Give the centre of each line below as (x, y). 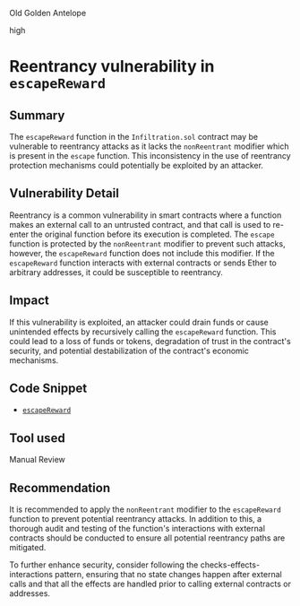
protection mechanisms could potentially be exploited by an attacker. (137, 165)
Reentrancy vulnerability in (112, 67)
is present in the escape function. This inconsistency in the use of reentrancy (150, 156)
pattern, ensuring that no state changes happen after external (168, 575)
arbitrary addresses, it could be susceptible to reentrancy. (116, 272)
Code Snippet (48, 389)
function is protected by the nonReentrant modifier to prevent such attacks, (147, 243)
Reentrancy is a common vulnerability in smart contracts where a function (146, 215)
